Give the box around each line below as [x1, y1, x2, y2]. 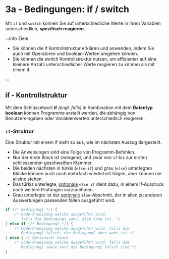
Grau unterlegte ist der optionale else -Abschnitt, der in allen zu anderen [12, 192, 162, 198]
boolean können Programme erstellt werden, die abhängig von [5, 110, 136, 116]
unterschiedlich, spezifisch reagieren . [5, 25, 85, 31]
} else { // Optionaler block [5, 235, 69, 240]
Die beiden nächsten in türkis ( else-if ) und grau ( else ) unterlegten [12, 165, 152, 171]
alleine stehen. [12, 176, 43, 182]
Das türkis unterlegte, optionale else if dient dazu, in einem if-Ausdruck [12, 181, 164, 187]
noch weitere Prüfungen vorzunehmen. [12, 187, 94, 193]
